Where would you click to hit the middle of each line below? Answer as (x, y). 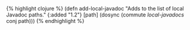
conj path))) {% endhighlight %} (45, 21)
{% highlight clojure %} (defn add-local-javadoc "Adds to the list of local (95, 9)
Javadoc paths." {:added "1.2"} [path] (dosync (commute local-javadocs (95, 15)
